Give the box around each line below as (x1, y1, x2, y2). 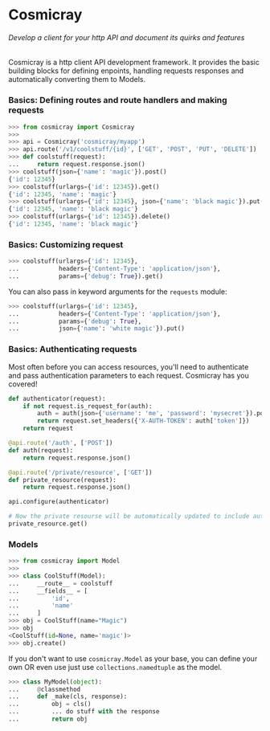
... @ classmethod (8, 685, 81, 693)
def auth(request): (8, 446, 74, 455)
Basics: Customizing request (8, 239, 124, 250)
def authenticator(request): (8, 394, 106, 402)
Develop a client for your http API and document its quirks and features (8, 32, 245, 42)
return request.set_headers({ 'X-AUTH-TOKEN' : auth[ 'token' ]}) (37, 417, 250, 425)
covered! (8, 379, 38, 389)
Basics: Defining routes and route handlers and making (8, 95, 227, 106)
